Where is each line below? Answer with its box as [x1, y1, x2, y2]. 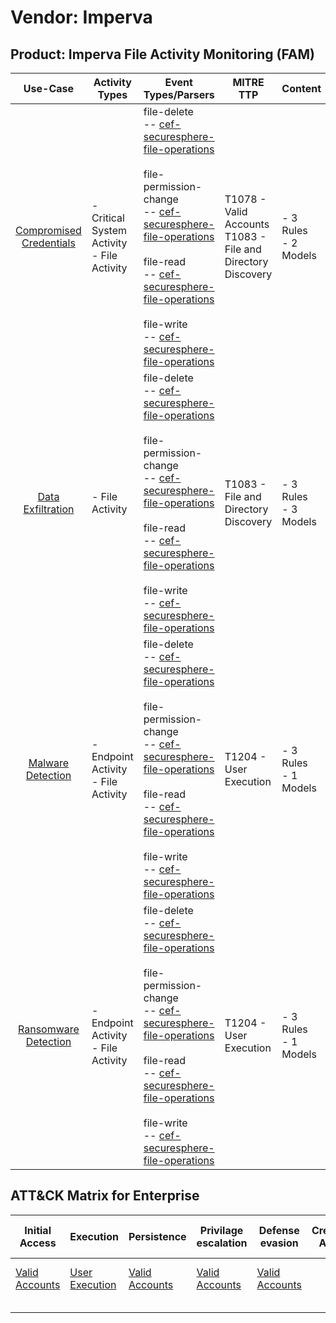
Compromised [15, 224, 82, 237]
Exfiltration [23, 502, 75, 516]
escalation [196, 1236, 248, 1250]
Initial [24, 1223, 52, 1237]
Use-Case [23, 82, 75, 95]
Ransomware [18, 1022, 80, 1036]
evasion [259, 1236, 299, 1250]
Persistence [128, 1229, 187, 1243]
